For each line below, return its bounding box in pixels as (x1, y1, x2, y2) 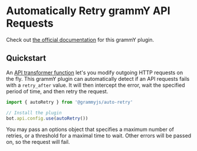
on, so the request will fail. (6, 139, 70, 146)
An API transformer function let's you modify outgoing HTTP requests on (6, 69, 183, 76)
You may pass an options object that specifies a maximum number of (6, 126, 174, 133)
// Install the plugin (6, 110, 62, 116)
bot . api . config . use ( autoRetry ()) (6, 115, 88, 122)
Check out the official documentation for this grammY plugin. (6, 36, 155, 43)
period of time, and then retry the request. (6, 87, 109, 95)
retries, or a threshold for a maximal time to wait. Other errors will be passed (6, 132, 192, 139)
